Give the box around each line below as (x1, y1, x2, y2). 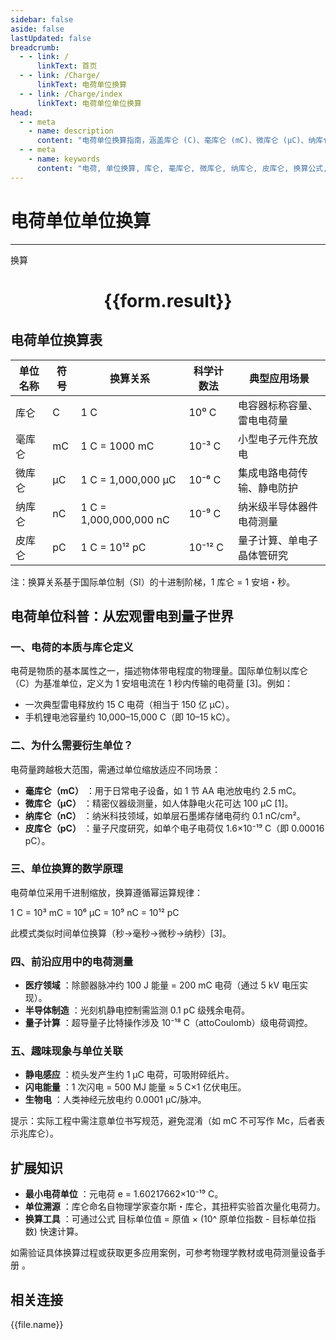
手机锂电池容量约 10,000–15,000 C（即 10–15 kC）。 (24, 711, 236, 723)
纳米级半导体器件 (237, 499, 318, 513)
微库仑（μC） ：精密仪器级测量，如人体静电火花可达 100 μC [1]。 (24, 797, 294, 809)
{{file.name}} (10, 1319, 64, 1331)
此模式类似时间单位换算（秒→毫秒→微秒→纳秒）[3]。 (10, 927, 232, 939)
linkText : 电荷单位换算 (36, 80, 127, 90)
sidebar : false (10, 14, 74, 25)
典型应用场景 (248, 371, 310, 385)
